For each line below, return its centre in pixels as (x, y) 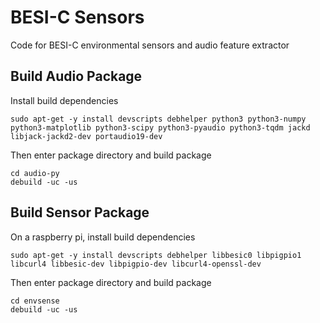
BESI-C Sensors (77, 17)
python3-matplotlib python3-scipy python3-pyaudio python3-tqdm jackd (160, 127)
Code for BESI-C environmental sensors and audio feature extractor (150, 45)
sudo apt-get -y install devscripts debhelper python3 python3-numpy (158, 119)
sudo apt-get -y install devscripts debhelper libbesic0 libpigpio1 (156, 255)
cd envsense (35, 301)
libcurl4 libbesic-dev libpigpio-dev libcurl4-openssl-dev (136, 264)
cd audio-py (35, 173)
